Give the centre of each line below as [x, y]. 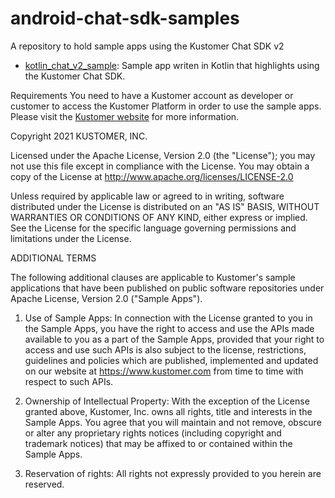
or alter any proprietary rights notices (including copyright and [153, 433]
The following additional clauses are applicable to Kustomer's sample [153, 277]
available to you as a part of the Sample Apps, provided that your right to [174, 339]
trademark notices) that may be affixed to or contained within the [158, 443]
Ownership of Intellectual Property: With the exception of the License [167, 401]
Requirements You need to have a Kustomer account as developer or [152, 95]
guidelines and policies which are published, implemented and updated [171, 360]
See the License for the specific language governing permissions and [153, 228]
